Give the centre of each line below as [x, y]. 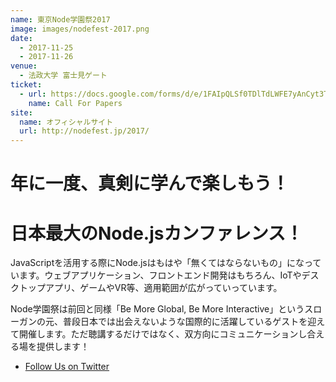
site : [21, 112]
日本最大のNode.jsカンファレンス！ [157, 233]
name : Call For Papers [75, 103]
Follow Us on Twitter [67, 367]
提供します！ [63, 347]
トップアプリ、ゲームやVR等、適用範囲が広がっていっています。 [150, 288]
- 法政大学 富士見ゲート [63, 76]
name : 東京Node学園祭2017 [60, 19]
